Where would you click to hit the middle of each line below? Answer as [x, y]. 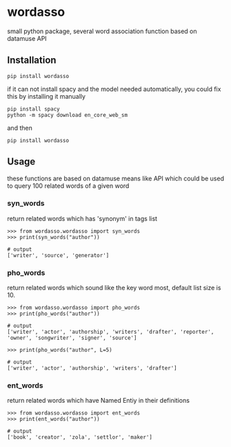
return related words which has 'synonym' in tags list [82, 218]
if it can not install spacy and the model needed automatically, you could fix [114, 89]
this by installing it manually [47, 96]
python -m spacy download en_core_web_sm [68, 115]
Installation [32, 60]
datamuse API [27, 38]
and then [20, 128]
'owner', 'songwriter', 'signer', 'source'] [72, 338]
